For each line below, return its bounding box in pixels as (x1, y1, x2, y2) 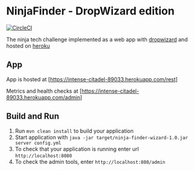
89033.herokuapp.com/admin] (6, 93, 83, 101)
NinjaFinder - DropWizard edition (6, 4, 175, 18)
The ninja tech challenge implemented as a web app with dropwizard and (6, 36, 188, 43)
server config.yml (14, 140, 61, 146)
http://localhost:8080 (14, 152, 72, 159)
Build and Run (6, 111, 59, 122)
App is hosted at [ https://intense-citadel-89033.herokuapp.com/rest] (6, 75, 178, 82)
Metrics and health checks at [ (6, 87, 82, 95)
